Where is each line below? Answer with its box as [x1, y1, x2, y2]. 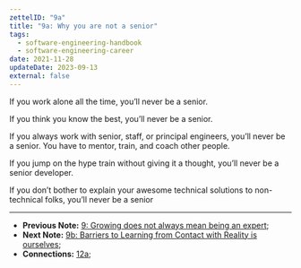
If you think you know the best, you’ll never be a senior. [9, 113, 213, 124]
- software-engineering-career [17, 47, 134, 56]
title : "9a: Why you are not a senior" [9, 22, 159, 30]
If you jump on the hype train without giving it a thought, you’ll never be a [9, 158, 279, 169]
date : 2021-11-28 [9, 55, 74, 64]
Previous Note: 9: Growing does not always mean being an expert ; [21, 220, 270, 230]
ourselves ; [21, 238, 62, 249]
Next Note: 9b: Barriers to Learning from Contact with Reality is [21, 229, 258, 240]
